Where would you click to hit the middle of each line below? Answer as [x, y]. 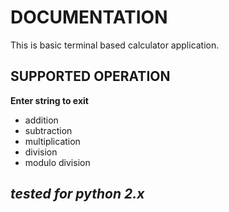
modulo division [57, 162]
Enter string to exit [49, 100]
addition [41, 120]
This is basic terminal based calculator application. [115, 45]
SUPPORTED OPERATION [90, 76]
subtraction [48, 130]
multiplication [52, 141]
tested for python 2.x [77, 194]
